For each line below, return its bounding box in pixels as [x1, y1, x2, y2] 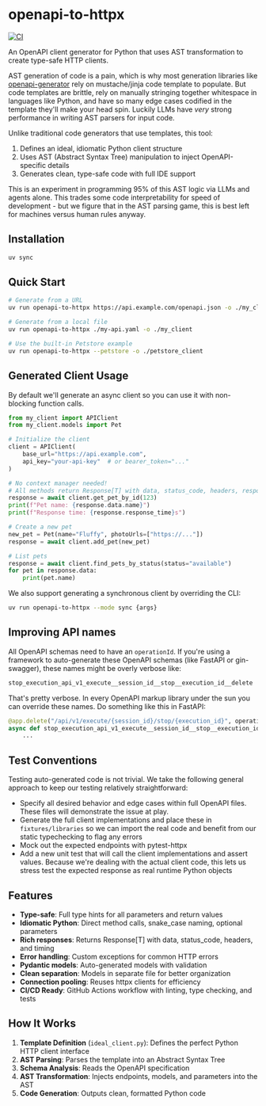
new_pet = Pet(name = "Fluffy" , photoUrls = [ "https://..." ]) [8, 530, 203, 538]
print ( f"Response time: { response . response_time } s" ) [8, 509, 186, 517]
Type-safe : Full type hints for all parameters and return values [19, 910, 223, 919]
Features [8, 889, 53, 902]
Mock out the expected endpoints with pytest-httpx [19, 841, 188, 850]
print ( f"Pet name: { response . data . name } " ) [8, 502, 150, 509]
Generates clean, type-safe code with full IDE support [19, 169, 196, 178]
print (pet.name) [22, 574, 77, 582]
